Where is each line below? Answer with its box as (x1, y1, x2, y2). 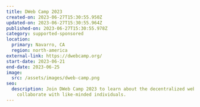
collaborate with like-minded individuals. (17, 92, 127, 97)
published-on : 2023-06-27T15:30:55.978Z (6, 25, 108, 32)
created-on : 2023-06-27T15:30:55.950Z (6, 14, 102, 20)
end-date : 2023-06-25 (6, 64, 60, 70)
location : (6, 36, 31, 42)
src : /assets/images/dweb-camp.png (11, 75, 100, 81)
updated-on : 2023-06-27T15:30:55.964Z (6, 20, 102, 26)
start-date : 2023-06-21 (6, 58, 65, 64)
